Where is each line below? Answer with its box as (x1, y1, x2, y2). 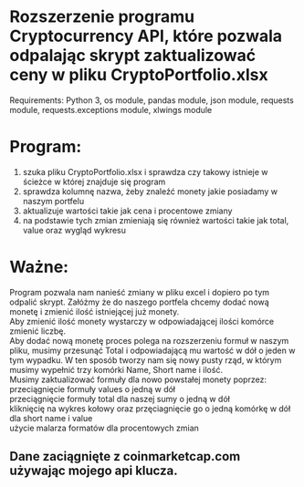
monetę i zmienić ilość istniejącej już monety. (9, 306, 180, 316)
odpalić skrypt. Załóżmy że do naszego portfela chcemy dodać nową (9, 296, 269, 307)
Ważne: (9, 257, 69, 277)
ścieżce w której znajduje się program (22, 176, 166, 187)
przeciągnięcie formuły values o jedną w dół (9, 383, 176, 394)
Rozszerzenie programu (9, 6, 194, 27)
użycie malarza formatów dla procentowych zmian (9, 422, 199, 433)
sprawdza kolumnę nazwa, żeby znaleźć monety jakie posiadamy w (22, 185, 278, 197)
